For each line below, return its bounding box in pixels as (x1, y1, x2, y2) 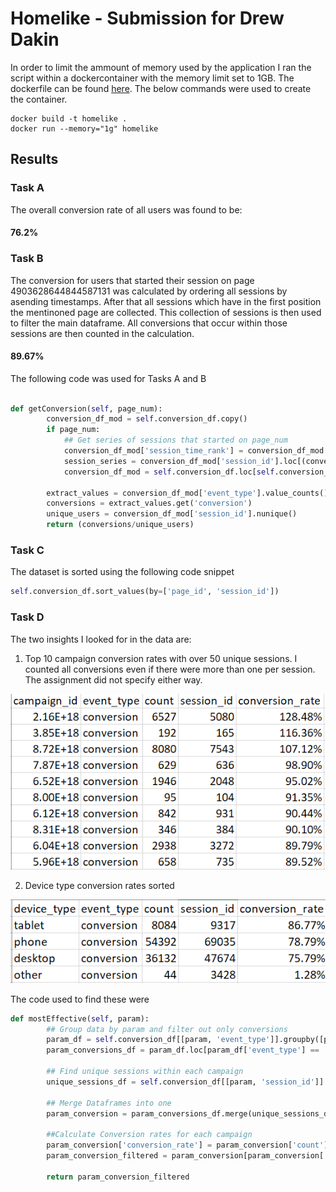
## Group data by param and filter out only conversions (46, 1024, 288, 1034)
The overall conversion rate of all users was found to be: (10, 203, 243, 216)
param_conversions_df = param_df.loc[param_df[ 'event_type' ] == (46, 1045, 320, 1056)
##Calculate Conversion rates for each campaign (46, 1130, 253, 1140)
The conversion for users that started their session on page (10, 274, 255, 286)
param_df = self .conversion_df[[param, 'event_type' (46, 1035, 271, 1045)
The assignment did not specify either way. (24, 673, 203, 686)
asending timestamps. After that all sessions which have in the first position (10, 295, 322, 307)
